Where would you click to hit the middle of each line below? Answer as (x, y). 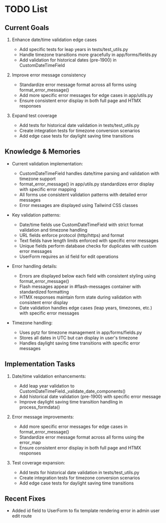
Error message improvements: (43, 416)
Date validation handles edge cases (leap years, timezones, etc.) (86, 307)
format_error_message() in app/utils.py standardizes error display (87, 184)
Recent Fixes (25, 499)
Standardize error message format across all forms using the (82, 437)
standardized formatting (44, 291)
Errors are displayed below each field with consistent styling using (87, 275)
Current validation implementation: (47, 163)
